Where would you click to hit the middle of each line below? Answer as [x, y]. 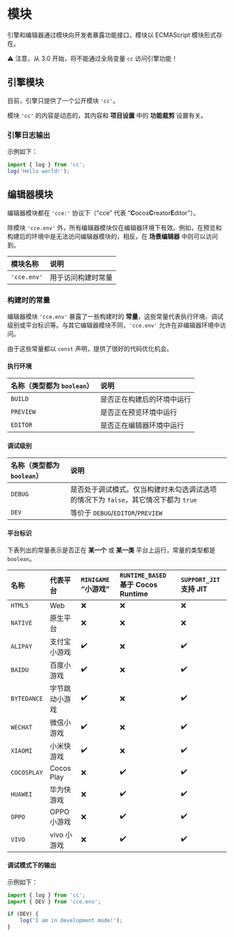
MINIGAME [95, 580]
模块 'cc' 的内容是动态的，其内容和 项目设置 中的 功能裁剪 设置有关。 [107, 115]
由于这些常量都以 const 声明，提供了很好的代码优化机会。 [90, 348]
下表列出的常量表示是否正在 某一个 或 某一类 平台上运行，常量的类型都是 [111, 550]
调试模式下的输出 [32, 865]
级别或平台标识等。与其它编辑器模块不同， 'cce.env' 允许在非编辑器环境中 [114, 325]
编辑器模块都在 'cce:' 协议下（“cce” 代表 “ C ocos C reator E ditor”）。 [103, 212]
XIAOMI [22, 750]
